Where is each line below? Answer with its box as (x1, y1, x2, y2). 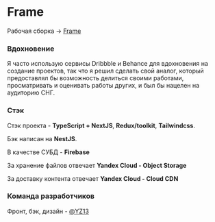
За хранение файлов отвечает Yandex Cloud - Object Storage (7, 161, 187, 169)
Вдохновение (7, 44, 55, 53)
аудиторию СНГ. (7, 88, 55, 97)
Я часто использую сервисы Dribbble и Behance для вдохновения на (7, 60, 209, 68)
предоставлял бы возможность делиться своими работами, (7, 74, 184, 82)
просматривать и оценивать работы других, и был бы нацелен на (7, 82, 200, 90)
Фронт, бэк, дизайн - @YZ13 (7, 207, 89, 215)
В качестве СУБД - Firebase (7, 148, 90, 156)
